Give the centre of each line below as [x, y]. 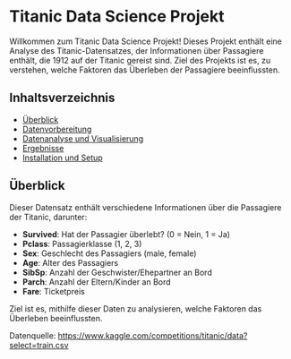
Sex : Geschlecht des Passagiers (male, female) [109, 253]
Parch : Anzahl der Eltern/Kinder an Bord [97, 282]
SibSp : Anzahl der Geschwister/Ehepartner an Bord [117, 272]
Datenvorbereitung [57, 129]
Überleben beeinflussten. [56, 318]
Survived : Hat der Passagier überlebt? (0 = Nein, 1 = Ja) [126, 234]
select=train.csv [39, 345]
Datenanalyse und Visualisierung [83, 138]
